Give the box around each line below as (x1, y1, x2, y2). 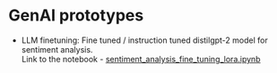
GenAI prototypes (8, 5, 144, 26)
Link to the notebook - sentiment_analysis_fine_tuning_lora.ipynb (21, 53, 261, 64)
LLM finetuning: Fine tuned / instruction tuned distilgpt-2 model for (21, 35, 268, 45)
